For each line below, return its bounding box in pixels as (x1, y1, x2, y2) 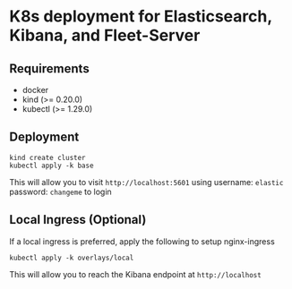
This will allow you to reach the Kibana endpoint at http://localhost (9, 268, 262, 279)
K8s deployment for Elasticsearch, (9, 6, 272, 27)
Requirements (9, 61, 90, 76)
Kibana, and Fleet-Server (9, 25, 201, 46)
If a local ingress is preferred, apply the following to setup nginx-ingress (9, 235, 275, 247)
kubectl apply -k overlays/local (9, 253, 134, 262)
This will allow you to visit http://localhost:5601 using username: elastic (9, 176, 284, 187)
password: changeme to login (9, 186, 112, 197)
